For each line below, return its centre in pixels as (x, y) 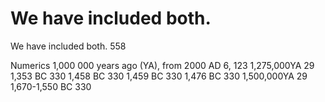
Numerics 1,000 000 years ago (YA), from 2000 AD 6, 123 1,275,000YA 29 (162, 65)
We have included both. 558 (68, 46)
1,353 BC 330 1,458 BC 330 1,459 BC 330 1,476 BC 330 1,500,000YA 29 (159, 76)
